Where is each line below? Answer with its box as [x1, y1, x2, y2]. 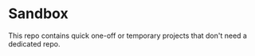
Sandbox [8, 5, 69, 23]
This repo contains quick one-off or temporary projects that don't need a [8, 31, 247, 40]
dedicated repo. [8, 39, 61, 48]
